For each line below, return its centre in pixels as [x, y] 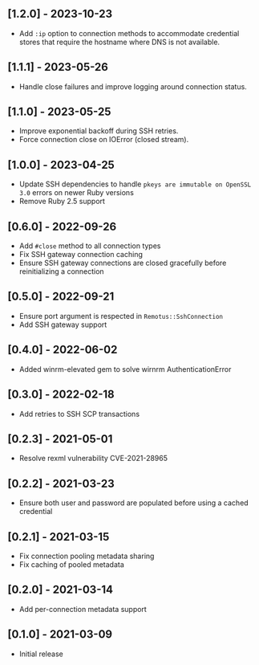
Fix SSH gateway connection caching [81, 255]
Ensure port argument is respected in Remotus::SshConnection [121, 316]
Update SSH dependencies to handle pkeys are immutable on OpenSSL [135, 184]
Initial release [41, 654]
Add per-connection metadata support [83, 609]
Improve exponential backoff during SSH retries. [99, 131]
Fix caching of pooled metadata [72, 564]
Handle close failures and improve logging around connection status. [133, 86]
